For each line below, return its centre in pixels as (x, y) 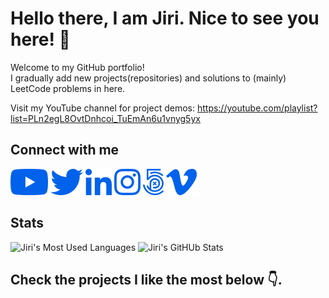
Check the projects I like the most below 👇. (146, 279)
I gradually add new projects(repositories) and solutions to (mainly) (148, 78)
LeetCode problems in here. (68, 88)
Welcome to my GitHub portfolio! (77, 67)
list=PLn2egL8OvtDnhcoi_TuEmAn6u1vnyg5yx (105, 118)
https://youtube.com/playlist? (257, 108)
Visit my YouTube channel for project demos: (102, 108)
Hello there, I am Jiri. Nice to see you (165, 18)
